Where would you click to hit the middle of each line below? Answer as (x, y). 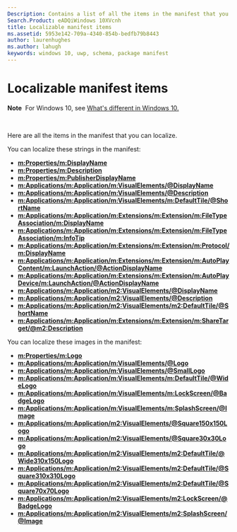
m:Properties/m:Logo (50, 355)
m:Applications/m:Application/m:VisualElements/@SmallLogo (111, 370)
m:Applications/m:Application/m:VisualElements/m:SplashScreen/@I (122, 408)
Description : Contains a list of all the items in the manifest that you (118, 14)
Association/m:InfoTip (51, 238)
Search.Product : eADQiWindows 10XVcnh (64, 21)
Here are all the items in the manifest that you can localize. (92, 135)
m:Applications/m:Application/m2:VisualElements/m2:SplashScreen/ (122, 513)
